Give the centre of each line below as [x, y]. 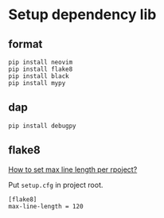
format [25, 44]
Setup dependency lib [82, 15]
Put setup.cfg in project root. [56, 185]
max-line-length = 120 [46, 206]
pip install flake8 [41, 69]
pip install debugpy [43, 126]
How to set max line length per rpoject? [73, 169]
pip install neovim [41, 62]
